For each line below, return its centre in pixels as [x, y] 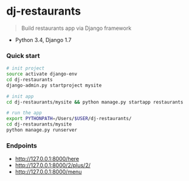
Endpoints [22, 146]
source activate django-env [42, 74]
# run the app [24, 113]
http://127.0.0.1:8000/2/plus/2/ [53, 165]
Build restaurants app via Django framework [76, 28]
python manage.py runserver [42, 130]
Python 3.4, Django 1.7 [43, 40]
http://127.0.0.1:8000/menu [48, 172]
